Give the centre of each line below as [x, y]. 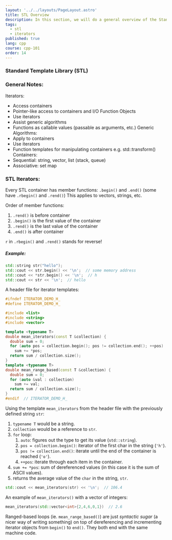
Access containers [32, 106]
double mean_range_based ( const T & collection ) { [58, 370]
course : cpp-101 [23, 48]
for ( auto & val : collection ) [42, 380]
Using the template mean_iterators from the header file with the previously [84, 408]
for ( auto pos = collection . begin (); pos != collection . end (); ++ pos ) [87, 346]
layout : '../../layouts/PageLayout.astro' [51, 10]
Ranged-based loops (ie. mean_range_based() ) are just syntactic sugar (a [82, 516]
